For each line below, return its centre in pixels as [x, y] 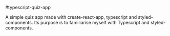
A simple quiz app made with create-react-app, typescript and [71, 17]
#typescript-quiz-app [28, 7]
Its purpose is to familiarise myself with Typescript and [92, 23]
